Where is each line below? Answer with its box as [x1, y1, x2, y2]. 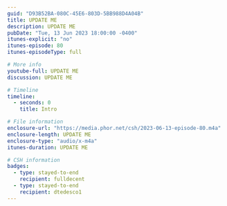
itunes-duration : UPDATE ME [7, 144, 89, 151]
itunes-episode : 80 [7, 42, 64, 49]
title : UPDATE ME [7, 17, 57, 24]
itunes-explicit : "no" [7, 36, 73, 43]
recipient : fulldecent [19, 176, 85, 183]
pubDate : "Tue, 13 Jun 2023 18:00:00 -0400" [7, 29, 138, 37]
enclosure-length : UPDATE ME [7, 131, 91, 138]
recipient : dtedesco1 [19, 188, 82, 196]
